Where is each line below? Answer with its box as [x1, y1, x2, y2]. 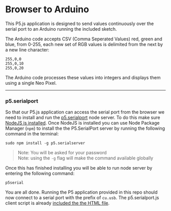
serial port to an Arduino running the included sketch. [5, 26, 117, 32]
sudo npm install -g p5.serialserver [5, 140, 85, 146]
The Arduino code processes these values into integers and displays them [5, 74, 161, 80]
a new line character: [5, 46, 49, 53]
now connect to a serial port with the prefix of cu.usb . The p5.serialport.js [5, 195, 159, 201]
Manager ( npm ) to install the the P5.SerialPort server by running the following [5, 125, 165, 131]
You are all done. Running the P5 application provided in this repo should [5, 189, 158, 195]
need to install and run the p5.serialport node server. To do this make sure [5, 114, 160, 121]
